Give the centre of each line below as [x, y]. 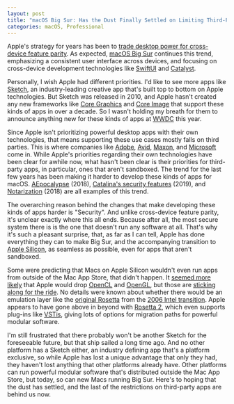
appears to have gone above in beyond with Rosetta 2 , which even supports [116, 307]
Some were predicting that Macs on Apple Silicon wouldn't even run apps [112, 270]
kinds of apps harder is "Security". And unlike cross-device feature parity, [113, 212]
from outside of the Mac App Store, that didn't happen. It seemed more [109, 277]
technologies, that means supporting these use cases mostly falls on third [113, 140]
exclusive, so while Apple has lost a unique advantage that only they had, [112, 357]
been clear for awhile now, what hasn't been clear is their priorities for [108, 162]
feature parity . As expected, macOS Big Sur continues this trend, [120, 54]
